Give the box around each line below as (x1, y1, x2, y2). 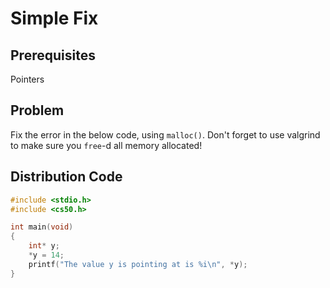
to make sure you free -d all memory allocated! (10, 139, 203, 151)
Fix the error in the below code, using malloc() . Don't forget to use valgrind (10, 128, 321, 141)
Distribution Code (10, 168, 123, 186)
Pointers (10, 73, 45, 85)
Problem (10, 102, 65, 119)
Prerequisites (10, 47, 96, 64)
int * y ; (28, 241, 60, 251)
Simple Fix (10, 7, 99, 30)
